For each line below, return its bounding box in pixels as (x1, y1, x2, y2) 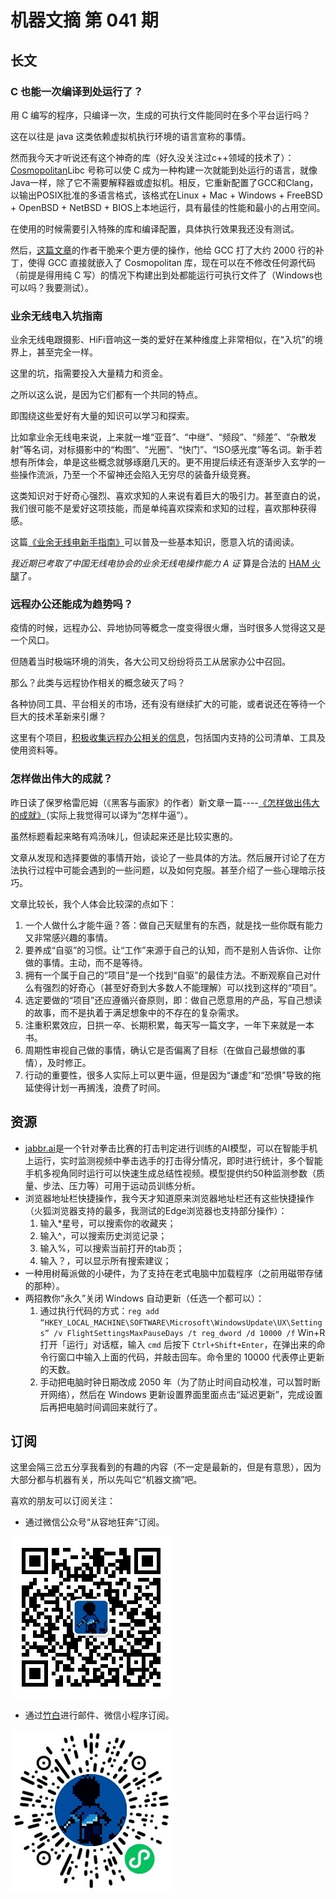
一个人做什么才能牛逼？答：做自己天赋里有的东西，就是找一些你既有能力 (24, 919, 323, 931)
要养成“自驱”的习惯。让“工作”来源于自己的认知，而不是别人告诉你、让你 (24, 944, 322, 956)
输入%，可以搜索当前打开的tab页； (39, 1242, 185, 1254)
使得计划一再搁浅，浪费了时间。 (33, 1081, 166, 1093)
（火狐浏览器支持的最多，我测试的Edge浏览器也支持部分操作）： (24, 1204, 288, 1216)
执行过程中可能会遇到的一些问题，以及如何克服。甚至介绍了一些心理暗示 (18, 864, 317, 876)
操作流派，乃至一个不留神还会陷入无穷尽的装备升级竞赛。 (18, 469, 256, 481)
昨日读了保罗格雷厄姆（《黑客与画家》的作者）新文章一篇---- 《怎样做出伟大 (10, 796, 320, 808)
